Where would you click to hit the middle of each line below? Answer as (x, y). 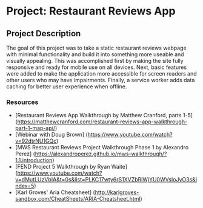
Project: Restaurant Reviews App (91, 11)
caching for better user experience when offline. (67, 86)
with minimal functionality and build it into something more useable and (95, 54)
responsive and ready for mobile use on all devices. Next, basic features (96, 67)
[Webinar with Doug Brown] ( (51, 135)
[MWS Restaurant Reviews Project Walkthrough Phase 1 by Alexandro (102, 148)
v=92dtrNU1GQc (36, 141)
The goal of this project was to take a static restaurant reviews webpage (96, 48)
